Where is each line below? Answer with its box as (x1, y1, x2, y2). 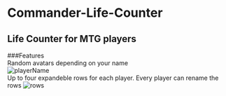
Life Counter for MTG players (7, 33, 136, 45)
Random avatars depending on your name (7, 59, 128, 67)
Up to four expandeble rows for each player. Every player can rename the (7, 74, 219, 82)
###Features (7, 51, 44, 60)
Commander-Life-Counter (7, 5, 163, 21)
